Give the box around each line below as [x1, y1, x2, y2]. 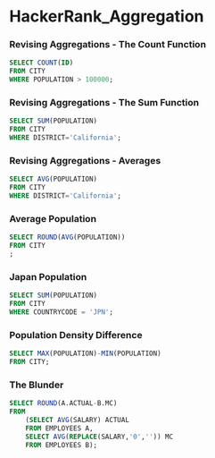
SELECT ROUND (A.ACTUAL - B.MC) [9, 399, 118, 408]
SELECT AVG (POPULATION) [9, 174, 98, 184]
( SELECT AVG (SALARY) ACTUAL [25, 415, 129, 424]
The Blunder [9, 378, 64, 391]
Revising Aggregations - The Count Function [9, 38, 207, 51]
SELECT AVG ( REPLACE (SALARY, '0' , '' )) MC [25, 432, 174, 441]
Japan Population [9, 270, 87, 283]
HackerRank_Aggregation [9, 6, 204, 27]
